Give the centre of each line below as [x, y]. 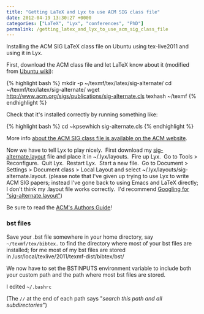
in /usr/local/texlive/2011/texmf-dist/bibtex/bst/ [65, 256]
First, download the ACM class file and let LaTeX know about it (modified [98, 65]
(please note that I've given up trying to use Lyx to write [119, 176]
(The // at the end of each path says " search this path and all [84, 298]
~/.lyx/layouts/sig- [165, 170]
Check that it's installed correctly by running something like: [82, 114]
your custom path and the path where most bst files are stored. [86, 275]
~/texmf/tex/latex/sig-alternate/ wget [53, 90]
